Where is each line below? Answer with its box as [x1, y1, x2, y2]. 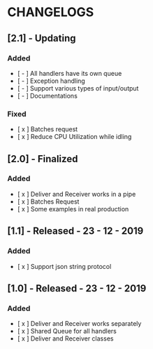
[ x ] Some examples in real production [17, 204, 129, 213]
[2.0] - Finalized [7, 152, 78, 165]
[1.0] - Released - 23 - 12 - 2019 [7, 282, 147, 294]
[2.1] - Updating [7, 32, 76, 44]
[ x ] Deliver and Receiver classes [17, 334, 114, 343]
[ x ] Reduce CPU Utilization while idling [17, 133, 132, 141]
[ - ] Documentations [17, 91, 78, 100]
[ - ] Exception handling [17, 77, 85, 85]
